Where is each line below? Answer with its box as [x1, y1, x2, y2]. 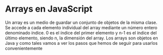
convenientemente [5, 45, 43, 51]
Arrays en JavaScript [5, 3, 93, 15]
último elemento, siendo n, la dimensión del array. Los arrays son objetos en [5, 35, 159, 41]
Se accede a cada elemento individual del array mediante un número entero [5, 24, 158, 30]
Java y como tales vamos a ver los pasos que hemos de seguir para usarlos [5, 40, 158, 46]
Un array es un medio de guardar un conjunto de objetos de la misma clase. [5, 19, 158, 25]
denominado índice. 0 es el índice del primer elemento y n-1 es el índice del [5, 30, 157, 36]
